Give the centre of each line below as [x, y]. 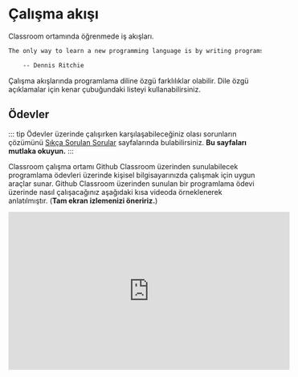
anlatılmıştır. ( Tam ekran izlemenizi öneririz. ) [83, 201]
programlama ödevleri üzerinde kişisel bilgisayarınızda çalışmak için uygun [132, 175]
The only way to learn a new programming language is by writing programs [136, 51]
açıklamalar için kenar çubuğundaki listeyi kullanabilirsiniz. [104, 89]
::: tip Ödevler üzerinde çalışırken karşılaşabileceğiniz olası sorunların [122, 134]
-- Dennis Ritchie [53, 65]
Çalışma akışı [53, 14]
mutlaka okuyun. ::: [41, 151]
